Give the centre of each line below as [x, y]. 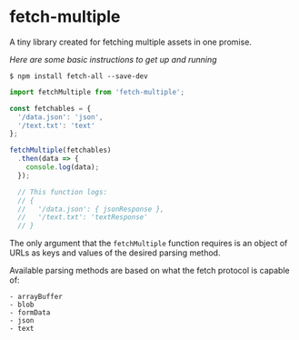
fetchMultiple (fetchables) [60, 150]
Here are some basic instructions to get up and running [113, 59]
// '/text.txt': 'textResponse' [83, 217]
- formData [30, 313]
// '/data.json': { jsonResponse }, [91, 209]
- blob [22, 305]
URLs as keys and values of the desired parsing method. [115, 253]
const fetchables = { [50, 108]
